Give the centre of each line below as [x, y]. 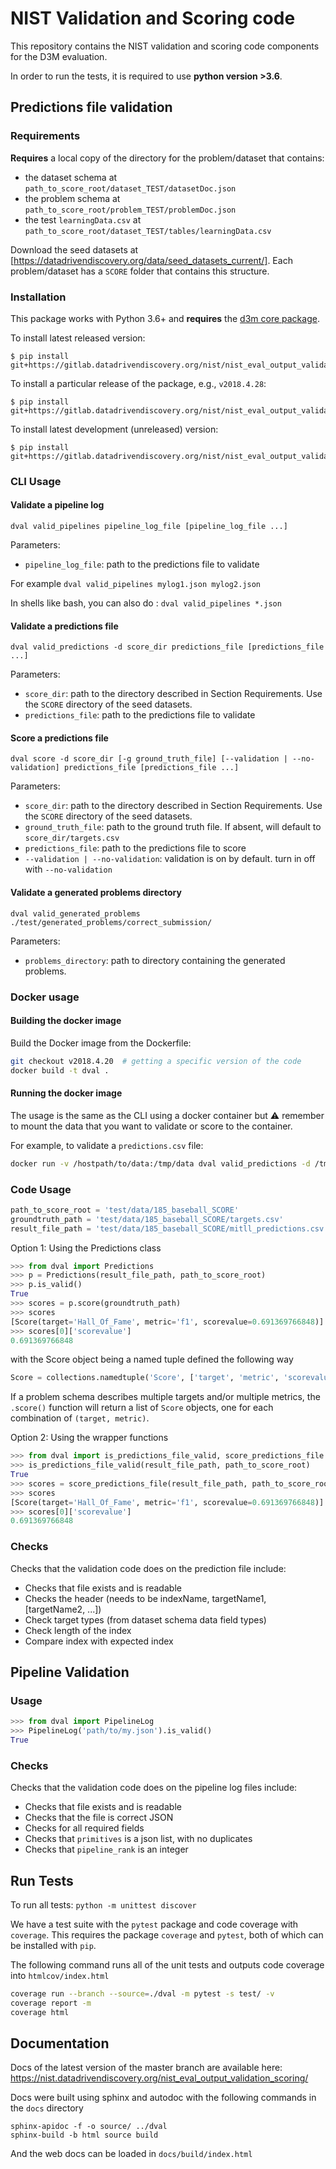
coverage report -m [51, 2003]
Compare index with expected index [99, 1641]
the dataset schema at [71, 177]
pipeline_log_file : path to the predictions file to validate [142, 564]
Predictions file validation [91, 107]
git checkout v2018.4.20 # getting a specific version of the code [156, 1061]
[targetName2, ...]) [63, 1609]
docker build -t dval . [60, 1070]
